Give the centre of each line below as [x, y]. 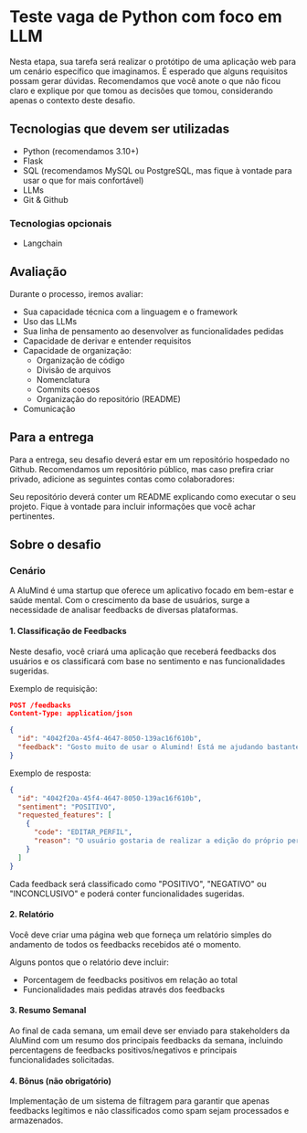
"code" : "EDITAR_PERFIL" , [83, 832]
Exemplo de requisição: [53, 688]
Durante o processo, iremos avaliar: [76, 293]
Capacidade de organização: [77, 350]
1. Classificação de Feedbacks [68, 630]
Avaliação [38, 272]
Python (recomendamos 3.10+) [81, 151]
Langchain [42, 243]
